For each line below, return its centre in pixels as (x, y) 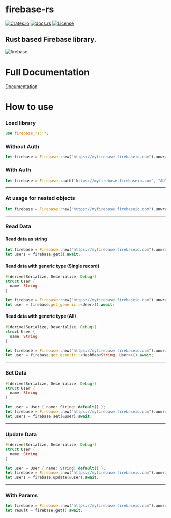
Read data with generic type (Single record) (52, 266)
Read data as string (26, 239)
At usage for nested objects (40, 198)
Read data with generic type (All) (41, 316)
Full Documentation (48, 72)
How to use (30, 107)
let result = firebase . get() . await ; (44, 511)
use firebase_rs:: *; (27, 133)
